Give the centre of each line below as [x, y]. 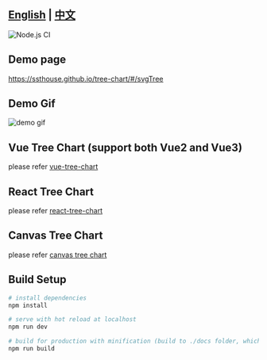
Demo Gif [32, 103]
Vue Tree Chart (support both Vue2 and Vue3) [125, 147]
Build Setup [37, 280]
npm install [28, 305]
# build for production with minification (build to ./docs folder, [124, 341]
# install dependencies [48, 298]
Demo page [37, 60]
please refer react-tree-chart [56, 211]
